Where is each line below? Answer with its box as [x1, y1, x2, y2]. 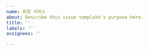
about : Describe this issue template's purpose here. [6, 14, 144, 20]
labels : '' [6, 25, 34, 31]
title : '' [6, 20, 31, 26]
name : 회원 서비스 [6, 8, 46, 15]
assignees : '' [6, 31, 42, 37]
